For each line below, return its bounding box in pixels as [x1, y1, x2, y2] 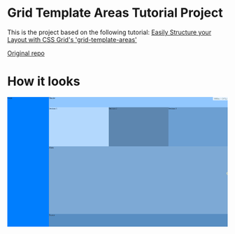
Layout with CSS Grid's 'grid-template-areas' [7, 35, 138, 43]
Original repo [7, 49, 45, 57]
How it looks [7, 73, 80, 89]
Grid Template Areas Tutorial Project [7, 5, 223, 21]
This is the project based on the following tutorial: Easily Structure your [7, 28, 212, 36]
